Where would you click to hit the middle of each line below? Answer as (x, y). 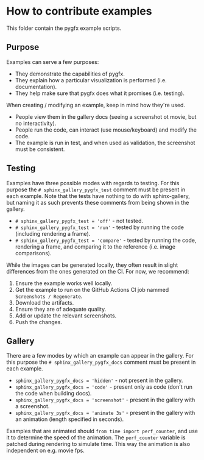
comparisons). (33, 253)
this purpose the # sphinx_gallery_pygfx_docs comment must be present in (101, 362)
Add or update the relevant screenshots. (66, 316)
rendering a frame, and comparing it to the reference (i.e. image (95, 246)
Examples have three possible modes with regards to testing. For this (93, 183)
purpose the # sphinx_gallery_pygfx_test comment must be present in (96, 189)
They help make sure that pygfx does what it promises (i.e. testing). (100, 93)
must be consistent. (40, 149)
